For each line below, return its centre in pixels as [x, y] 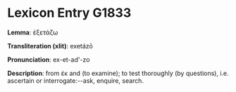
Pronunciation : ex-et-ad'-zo [49, 59]
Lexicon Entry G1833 [69, 13]
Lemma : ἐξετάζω [33, 32]
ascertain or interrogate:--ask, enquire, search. [76, 80]
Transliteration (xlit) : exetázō [50, 46]
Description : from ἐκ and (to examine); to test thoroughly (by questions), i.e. [118, 73]
